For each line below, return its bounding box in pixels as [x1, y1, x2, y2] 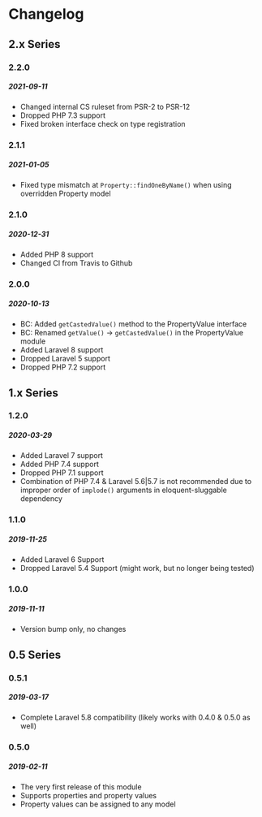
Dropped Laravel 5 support [19, 354, 111, 364]
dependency [19, 494, 63, 504]
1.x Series [8, 386, 59, 400]
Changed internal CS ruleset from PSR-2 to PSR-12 [19, 102, 191, 112]
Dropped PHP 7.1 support [19, 468, 104, 478]
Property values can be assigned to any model [19, 799, 176, 809]
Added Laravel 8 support [19, 345, 104, 355]
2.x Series [8, 37, 61, 51]
